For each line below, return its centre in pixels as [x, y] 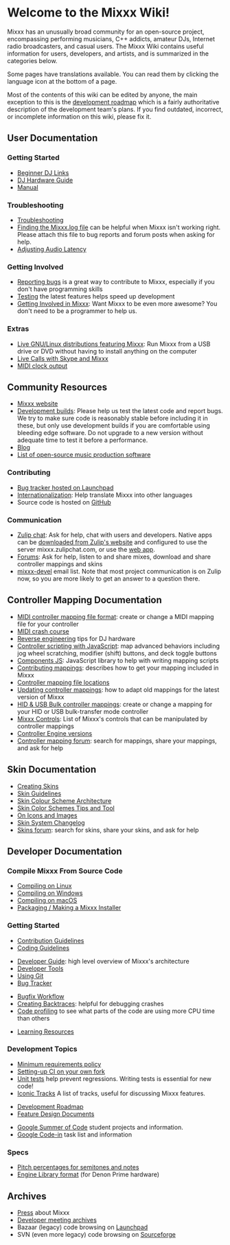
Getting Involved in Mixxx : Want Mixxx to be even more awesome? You [117, 304]
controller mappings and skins [60, 563]
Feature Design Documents [56, 1114]
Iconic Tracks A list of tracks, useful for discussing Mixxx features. [111, 1093]
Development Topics [42, 1049]
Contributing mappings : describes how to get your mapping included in [118, 668]
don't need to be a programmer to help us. [77, 311]
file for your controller [48, 624]
